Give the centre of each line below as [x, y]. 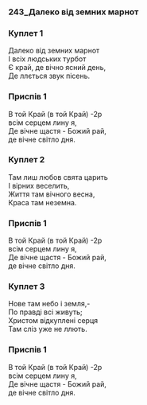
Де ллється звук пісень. [49, 76]
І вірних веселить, [39, 185]
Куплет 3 [27, 286]
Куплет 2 [27, 160]
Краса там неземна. [43, 202]
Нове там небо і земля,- [49, 304]
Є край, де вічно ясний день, [57, 68]
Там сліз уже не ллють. [48, 329]
